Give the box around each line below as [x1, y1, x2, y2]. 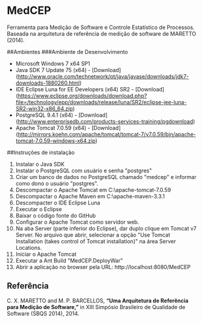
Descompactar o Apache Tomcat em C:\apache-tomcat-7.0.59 [15, 186, 172, 194]
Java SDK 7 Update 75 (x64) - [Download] [15, 66, 121, 73]
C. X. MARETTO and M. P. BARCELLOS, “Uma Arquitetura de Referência [7, 297, 189, 304]
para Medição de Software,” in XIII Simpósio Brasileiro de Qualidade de [7, 303, 186, 310]
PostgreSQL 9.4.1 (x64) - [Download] [15, 111, 108, 119]
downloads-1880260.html [15, 79, 80, 86]
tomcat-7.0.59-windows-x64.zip [15, 137, 96, 144]
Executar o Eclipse [15, 205, 62, 212]
